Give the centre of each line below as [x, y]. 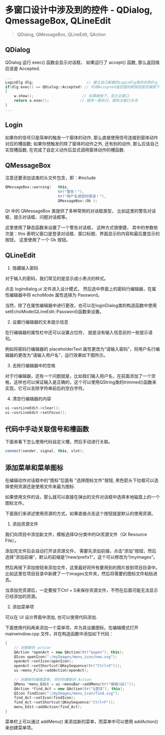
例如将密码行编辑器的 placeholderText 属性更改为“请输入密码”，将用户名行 [80, 349]
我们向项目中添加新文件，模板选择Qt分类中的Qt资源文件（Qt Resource [76, 534]
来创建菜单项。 [20, 728]
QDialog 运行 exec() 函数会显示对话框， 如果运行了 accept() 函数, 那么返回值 [82, 62]
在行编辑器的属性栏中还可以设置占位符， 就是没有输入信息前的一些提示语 [79, 332]
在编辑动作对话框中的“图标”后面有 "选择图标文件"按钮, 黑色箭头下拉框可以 [80, 480]
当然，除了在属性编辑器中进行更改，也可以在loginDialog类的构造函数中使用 [81, 305]
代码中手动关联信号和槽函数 [47, 429]
